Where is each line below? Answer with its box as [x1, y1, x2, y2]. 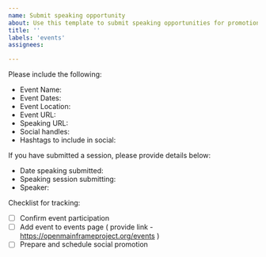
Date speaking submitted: [19, 166, 104, 176]
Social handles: [19, 127, 70, 137]
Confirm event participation [19, 214, 109, 223]
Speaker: [19, 183, 50, 192]
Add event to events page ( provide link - [19, 222, 154, 232]
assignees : [8, 41, 44, 49]
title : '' [8, 26, 41, 34]
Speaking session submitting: [19, 175, 116, 184]
